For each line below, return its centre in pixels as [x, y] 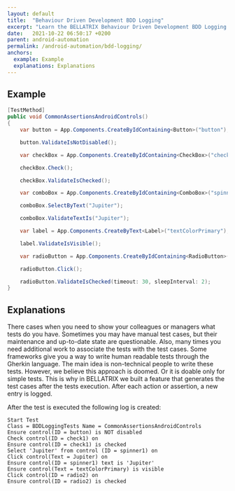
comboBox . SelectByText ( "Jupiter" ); [72, 206]
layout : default [31, 14]
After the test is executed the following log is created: [84, 408]
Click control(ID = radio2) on [53, 476]
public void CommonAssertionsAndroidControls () [78, 117]
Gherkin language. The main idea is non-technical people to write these [111, 364]
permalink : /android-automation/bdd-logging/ [74, 46]
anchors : [20, 53]
